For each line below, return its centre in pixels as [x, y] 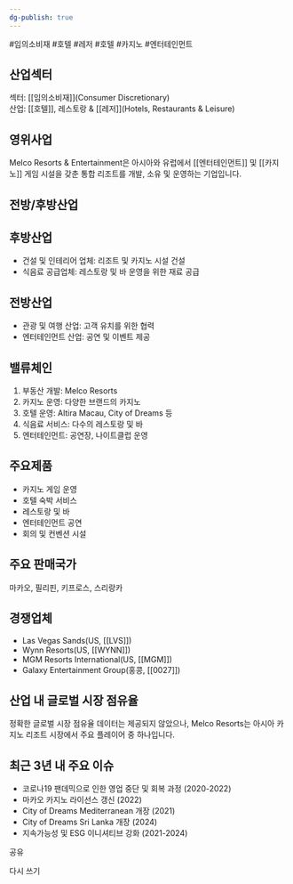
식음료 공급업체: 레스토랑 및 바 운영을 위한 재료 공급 [111, 272]
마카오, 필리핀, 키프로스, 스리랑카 [66, 588]
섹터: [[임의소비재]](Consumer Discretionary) [90, 98]
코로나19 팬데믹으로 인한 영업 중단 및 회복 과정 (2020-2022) [127, 789]
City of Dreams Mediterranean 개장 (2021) [99, 811]
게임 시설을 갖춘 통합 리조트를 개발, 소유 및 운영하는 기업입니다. [133, 174]
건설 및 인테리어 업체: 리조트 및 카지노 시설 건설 [103, 261]
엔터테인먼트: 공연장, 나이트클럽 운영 [85, 435]
